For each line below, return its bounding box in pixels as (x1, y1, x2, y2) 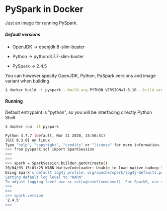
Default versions (5, 31, 41, 37)
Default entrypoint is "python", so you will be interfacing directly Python (5, 109, 152, 115)
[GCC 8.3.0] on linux (5, 138, 50, 142)
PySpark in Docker (5, 3, 83, 15)
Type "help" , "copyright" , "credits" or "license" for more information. (5, 142, 162, 147)
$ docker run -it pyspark (5, 124, 59, 129)
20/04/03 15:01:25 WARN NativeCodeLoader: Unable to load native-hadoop (5, 165, 159, 170)
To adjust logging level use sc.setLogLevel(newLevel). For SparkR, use (5, 179, 159, 184)
